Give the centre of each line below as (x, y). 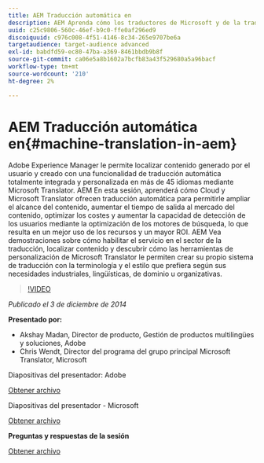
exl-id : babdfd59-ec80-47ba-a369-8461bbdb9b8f (86, 52)
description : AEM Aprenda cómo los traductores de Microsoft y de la (125, 23)
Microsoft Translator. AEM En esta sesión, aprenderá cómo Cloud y (117, 190)
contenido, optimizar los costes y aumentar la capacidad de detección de (127, 215)
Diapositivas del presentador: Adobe (67, 375)
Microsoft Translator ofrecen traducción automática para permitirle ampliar (129, 199)
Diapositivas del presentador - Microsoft (73, 406)
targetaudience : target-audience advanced (79, 45)
